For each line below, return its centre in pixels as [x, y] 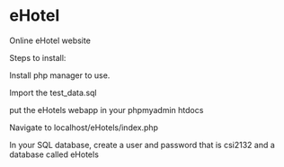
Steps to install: [38, 57]
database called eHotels [54, 154]
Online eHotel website [50, 40]
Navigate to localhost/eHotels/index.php [84, 127]
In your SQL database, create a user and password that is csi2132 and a [142, 145]
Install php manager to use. [60, 75]
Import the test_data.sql [53, 92]
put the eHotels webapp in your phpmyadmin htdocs [106, 110]
